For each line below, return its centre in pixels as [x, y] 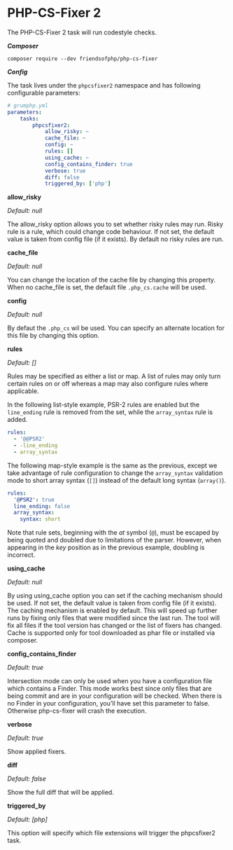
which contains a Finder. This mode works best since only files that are [110, 689]
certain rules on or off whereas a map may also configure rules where [108, 384]
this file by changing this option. [54, 336]
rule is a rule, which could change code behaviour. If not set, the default [111, 232]
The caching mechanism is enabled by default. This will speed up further [112, 610]
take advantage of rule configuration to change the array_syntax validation [115, 473]
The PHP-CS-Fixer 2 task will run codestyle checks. [82, 32]
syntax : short [40, 519]
